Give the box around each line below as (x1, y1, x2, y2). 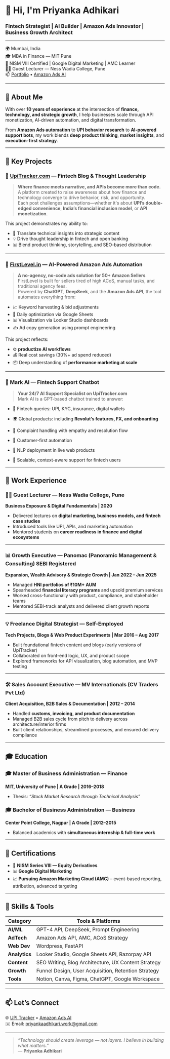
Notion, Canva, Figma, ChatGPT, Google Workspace (36, 975, 160, 982)
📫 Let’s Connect (5, 999, 59, 1007)
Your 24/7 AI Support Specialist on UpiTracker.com (17, 390, 127, 397)
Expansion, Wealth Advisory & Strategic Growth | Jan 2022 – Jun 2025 (5, 572, 157, 578)
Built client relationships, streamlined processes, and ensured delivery (12, 727, 159, 733)
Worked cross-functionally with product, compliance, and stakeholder (12, 592, 158, 598)
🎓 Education (5, 752, 48, 761)
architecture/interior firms (12, 721, 67, 727)
